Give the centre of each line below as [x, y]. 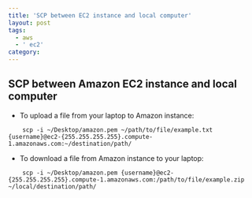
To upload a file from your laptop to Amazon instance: [107, 115]
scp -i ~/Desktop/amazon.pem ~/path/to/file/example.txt [118, 130]
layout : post [30, 23]
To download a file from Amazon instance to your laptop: [111, 158]
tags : [17, 30]
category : [24, 52]
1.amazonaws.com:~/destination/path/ [70, 144]
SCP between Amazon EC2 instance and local [123, 84]
